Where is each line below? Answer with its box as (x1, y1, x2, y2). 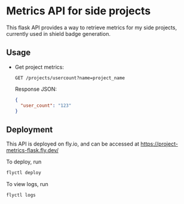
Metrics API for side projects (6, 4, 151, 18)
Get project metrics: (14, 63, 65, 70)
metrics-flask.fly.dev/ (6, 147, 59, 154)
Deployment (6, 124, 53, 135)
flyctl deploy (6, 170, 42, 176)
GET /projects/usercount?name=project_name (14, 75, 125, 81)
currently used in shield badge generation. (6, 30, 111, 37)
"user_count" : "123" (20, 103, 72, 109)
